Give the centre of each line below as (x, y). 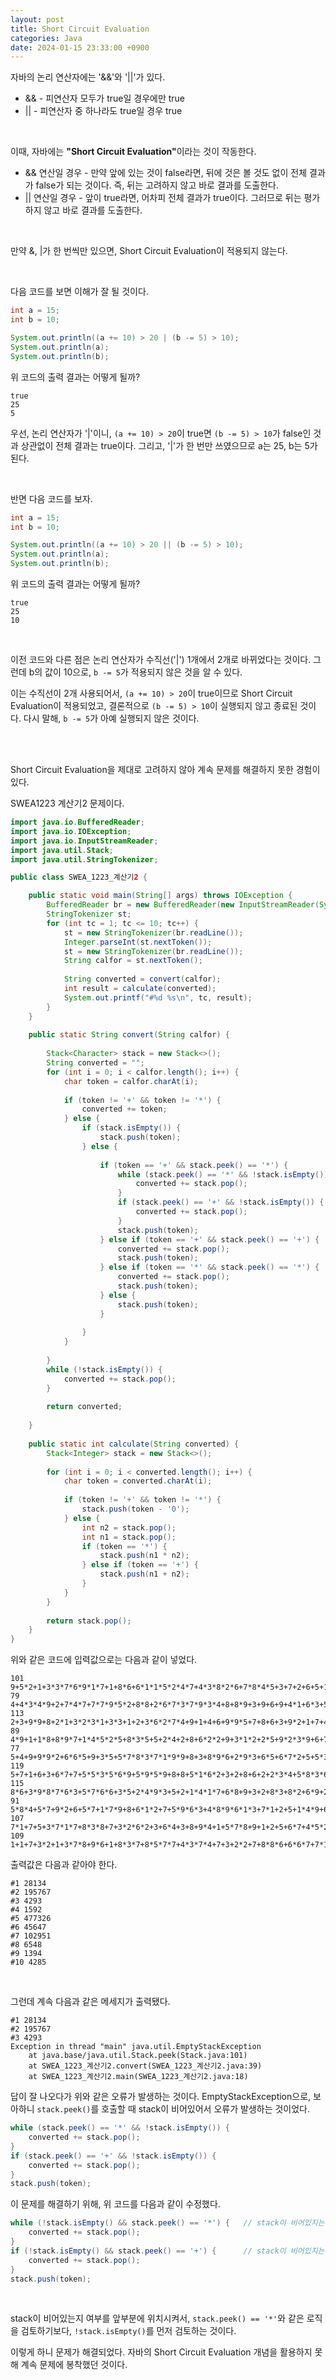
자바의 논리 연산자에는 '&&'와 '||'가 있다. (88, 77)
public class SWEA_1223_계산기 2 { (79, 877)
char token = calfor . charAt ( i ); (131, 1081)
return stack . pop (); (89, 1621)
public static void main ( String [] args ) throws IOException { (160, 896)
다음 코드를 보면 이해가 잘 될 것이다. (79, 292)
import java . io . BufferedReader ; (77, 822)
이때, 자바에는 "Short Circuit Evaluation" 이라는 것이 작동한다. (133, 152)
